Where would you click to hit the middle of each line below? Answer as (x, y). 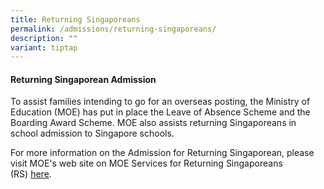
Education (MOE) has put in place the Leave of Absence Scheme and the (160, 112)
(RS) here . (31, 174)
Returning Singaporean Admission (83, 79)
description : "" (44, 38)
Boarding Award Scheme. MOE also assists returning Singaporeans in (153, 123)
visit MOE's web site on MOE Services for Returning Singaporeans (146, 163)
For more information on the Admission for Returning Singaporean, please (162, 153)
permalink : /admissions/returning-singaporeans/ (113, 29)
